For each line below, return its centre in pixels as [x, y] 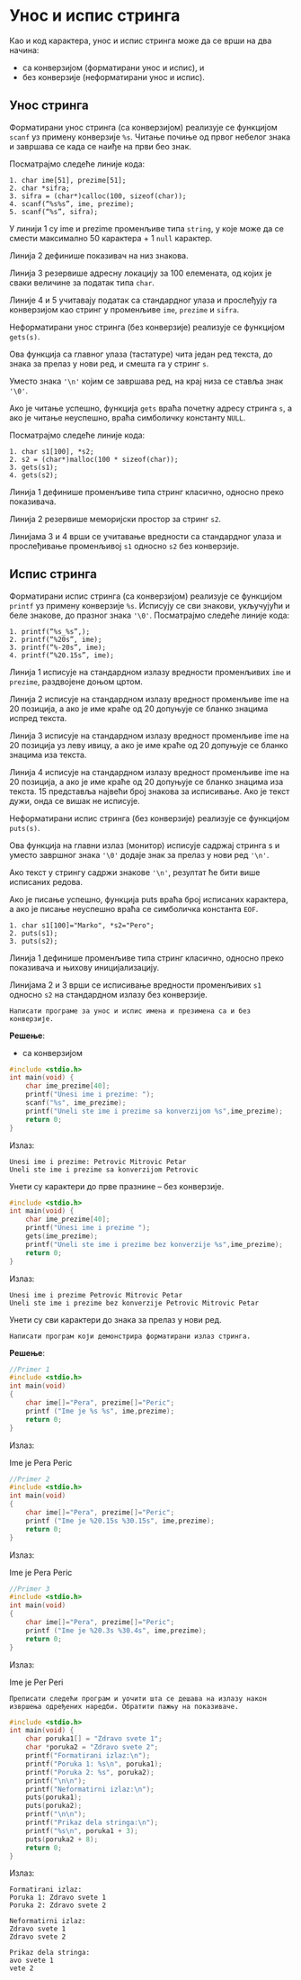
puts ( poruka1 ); [54, 1797]
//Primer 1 [30, 1370]
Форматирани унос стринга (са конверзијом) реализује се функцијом [144, 127]
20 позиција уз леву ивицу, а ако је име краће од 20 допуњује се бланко [149, 745]
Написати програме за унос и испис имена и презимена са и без [130, 1011]
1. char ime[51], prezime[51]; [68, 180]
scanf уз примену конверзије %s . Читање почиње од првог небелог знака [150, 137]
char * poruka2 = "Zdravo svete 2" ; [92, 1748]
